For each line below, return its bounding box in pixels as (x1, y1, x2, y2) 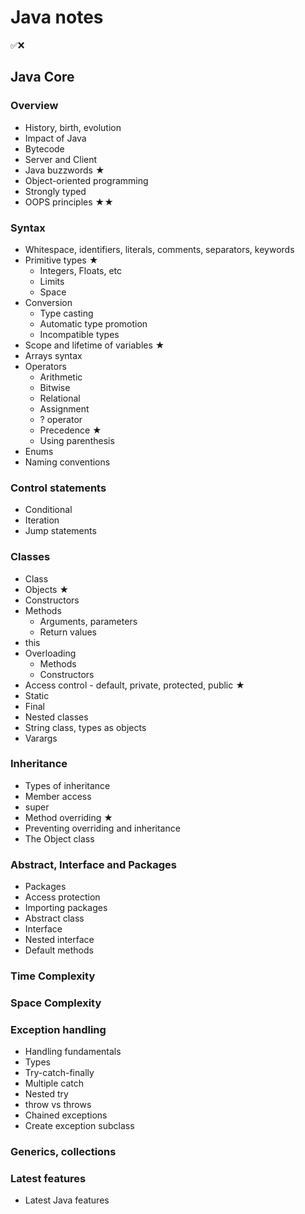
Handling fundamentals (24, 1046, 122, 1058)
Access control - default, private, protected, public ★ (24, 679, 245, 691)
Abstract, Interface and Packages (10, 857, 177, 871)
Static (24, 689, 50, 701)
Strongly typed (24, 185, 87, 197)
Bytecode (24, 142, 65, 155)
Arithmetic (39, 371, 83, 383)
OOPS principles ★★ (24, 196, 114, 208)
